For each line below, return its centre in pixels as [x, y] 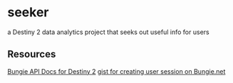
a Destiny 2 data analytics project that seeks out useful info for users [108, 32]
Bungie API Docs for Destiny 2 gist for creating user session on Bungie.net [116, 71]
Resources [32, 54]
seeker [28, 12]
